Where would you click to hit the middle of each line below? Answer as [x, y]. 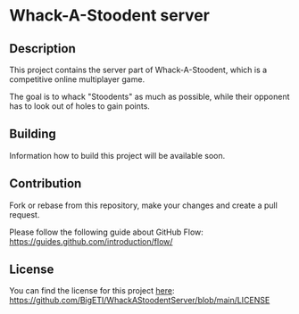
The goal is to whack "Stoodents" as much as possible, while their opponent [149, 96]
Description [42, 49]
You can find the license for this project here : [92, 291]
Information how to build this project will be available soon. [117, 155]
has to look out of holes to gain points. [79, 106]
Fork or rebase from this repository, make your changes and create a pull [144, 205]
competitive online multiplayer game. [77, 79]
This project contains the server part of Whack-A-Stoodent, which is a [138, 70]
